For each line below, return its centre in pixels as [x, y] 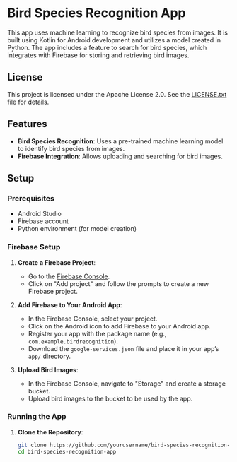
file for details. [28, 102]
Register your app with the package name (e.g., [97, 333]
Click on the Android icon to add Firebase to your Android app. [119, 326]
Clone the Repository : [50, 432]
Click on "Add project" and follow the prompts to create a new [118, 283]
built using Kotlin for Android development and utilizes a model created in [114, 40]
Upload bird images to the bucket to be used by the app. [110, 398]
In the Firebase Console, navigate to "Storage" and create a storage [127, 384]
